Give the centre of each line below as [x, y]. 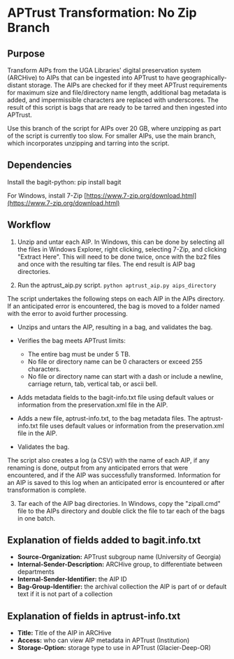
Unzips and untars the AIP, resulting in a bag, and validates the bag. [115, 327]
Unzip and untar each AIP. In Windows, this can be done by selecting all [121, 242]
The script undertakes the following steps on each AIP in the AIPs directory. [116, 298]
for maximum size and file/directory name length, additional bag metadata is [117, 93]
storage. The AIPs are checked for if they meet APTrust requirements [128, 85]
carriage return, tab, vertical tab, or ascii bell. [93, 384]
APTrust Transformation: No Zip [102, 13]
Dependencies [39, 165]
